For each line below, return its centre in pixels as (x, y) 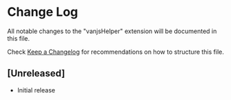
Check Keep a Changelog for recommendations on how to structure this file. (116, 52)
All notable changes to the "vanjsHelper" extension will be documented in (112, 31)
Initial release (36, 90)
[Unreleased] (36, 73)
